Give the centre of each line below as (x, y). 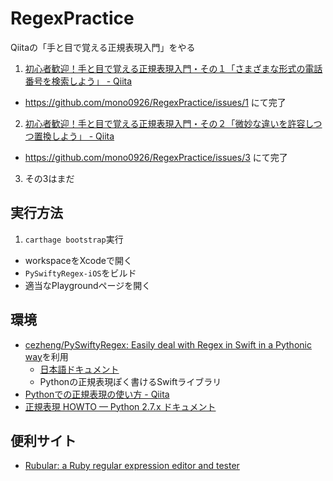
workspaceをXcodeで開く (78, 260)
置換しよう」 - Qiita (74, 136)
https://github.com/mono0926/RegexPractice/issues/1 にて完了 (155, 102)
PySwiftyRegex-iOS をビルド (80, 273)
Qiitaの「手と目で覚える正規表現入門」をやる (103, 47)
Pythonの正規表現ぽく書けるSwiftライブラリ (130, 381)
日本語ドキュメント (79, 369)
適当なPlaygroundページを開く (88, 285)
